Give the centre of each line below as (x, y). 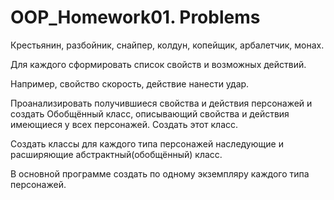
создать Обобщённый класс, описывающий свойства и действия (150, 113)
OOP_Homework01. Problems (135, 17)
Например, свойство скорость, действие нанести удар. (130, 83)
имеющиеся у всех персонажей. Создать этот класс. (124, 124)
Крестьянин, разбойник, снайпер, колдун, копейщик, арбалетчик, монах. (167, 45)
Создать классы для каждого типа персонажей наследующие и (147, 143)
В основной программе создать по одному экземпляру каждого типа (160, 173)
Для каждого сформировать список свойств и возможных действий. (158, 64)
